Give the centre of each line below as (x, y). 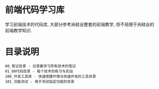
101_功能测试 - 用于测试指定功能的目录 (40, 81)
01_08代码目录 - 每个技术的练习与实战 (39, 71)
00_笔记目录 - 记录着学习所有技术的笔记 (40, 66)
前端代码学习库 (35, 10)
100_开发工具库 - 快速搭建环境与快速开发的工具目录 (50, 76)
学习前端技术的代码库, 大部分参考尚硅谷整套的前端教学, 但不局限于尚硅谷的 (79, 24)
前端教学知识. (19, 30)
